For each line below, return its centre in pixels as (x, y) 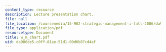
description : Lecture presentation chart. (49, 14)
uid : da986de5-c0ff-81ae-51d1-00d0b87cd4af (51, 42)
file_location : (21, 24)
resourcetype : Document (30, 33)
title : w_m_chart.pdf (27, 38)
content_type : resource (30, 10)
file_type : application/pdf (34, 28)
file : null (16, 19)
